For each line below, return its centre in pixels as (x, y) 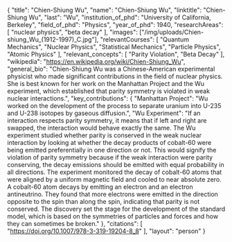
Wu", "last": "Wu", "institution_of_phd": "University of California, (120, 17)
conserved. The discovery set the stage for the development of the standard (116, 209)
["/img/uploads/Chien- (172, 32)
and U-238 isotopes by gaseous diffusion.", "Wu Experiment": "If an (104, 113)
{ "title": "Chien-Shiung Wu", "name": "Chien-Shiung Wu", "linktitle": (105, 10)
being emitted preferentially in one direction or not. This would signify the (112, 150)
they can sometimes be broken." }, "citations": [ (75, 224)
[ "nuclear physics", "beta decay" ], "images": (73, 32)
